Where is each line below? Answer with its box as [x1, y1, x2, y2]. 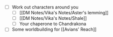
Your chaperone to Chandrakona [19, 21, 87, 27]
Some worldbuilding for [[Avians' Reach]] [11, 27, 97, 33]
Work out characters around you [11, 4, 79, 10]
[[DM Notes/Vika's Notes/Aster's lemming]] [19, 10, 109, 16]
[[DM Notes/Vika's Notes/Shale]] [19, 15, 87, 21]
